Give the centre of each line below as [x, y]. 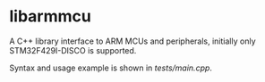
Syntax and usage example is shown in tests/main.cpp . [111, 68]
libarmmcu [50, 16]
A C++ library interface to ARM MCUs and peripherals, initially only [132, 41]
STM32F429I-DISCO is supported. [73, 50]
